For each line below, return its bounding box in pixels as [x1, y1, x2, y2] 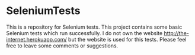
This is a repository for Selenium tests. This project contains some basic [6, 23, 183, 30]
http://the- [164, 29, 190, 36]
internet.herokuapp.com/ [6, 36, 67, 43]
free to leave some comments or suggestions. [6, 42, 119, 49]
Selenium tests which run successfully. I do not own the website [6, 29, 163, 36]
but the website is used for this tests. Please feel [68, 36, 187, 43]
